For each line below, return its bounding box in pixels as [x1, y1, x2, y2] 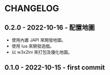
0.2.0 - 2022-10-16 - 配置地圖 [4, 23, 95, 31]
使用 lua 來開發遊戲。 [11, 43, 54, 49]
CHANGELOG [4, 3, 59, 14]
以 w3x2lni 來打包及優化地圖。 [11, 49, 73, 55]
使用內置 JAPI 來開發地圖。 [11, 37, 66, 43]
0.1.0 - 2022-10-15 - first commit [4, 63, 105, 72]
